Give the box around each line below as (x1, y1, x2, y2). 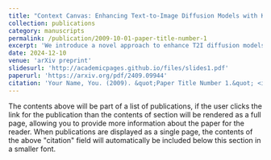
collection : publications (8, 19, 95, 27)
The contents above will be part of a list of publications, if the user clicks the (8, 101, 262, 111)
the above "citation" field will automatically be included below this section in (8, 135, 261, 145)
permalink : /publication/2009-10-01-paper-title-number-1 (8, 34, 207, 43)
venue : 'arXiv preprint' (8, 57, 92, 65)
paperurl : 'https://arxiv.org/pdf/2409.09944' (8, 72, 168, 80)
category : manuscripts (8, 27, 85, 35)
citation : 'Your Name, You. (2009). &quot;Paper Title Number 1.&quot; (8, 79, 254, 87)
